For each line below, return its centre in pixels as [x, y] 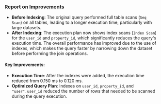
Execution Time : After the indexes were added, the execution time [78, 75]
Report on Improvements [34, 7]
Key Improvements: [25, 65]
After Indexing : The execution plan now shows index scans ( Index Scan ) [84, 33]
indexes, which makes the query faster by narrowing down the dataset [82, 48]
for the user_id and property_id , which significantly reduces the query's [84, 38]
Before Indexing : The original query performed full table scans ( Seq [79, 17]
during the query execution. [39, 96]
